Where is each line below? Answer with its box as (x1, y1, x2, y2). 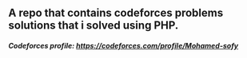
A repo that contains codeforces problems (8, 6, 224, 20)
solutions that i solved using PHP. (8, 19, 179, 33)
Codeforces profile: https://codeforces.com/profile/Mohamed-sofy (8, 41, 239, 50)
